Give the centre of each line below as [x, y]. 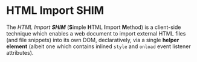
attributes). [20, 52]
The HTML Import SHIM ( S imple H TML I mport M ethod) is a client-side [94, 27]
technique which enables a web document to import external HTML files [96, 33]
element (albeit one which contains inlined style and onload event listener [99, 46]
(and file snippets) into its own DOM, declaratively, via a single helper [93, 40]
